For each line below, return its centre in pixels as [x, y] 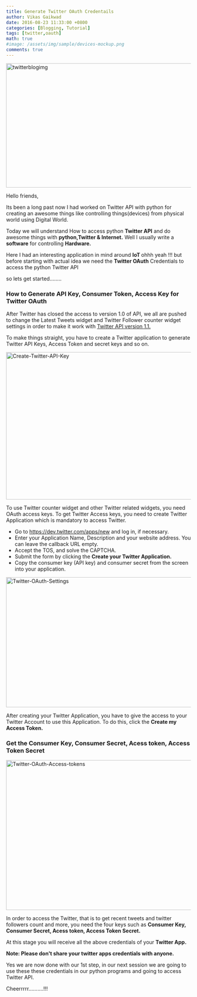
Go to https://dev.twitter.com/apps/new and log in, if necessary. [91, 532]
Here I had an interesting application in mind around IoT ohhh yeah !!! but [94, 255]
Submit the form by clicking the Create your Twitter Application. [93, 557]
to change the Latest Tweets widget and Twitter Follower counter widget [94, 320]
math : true [19, 39]
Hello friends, [23, 196]
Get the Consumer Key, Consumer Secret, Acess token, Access [98, 743]
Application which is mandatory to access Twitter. [66, 520]
